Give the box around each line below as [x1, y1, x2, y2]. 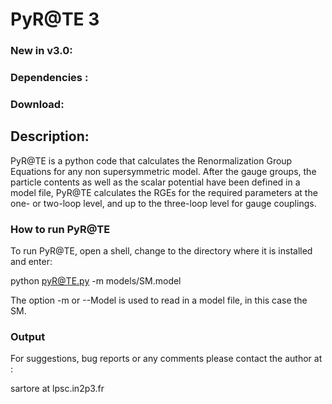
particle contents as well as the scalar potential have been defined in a [10, 176, 301, 188]
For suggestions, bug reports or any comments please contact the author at [10, 353, 323, 365]
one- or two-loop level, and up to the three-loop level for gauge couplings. [10, 197, 317, 209]
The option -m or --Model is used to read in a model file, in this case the [10, 294, 308, 307]
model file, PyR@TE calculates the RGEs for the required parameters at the [10, 186, 318, 198]
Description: [10, 128, 90, 145]
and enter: [10, 256, 53, 268]
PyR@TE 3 [10, 8, 100, 31]
